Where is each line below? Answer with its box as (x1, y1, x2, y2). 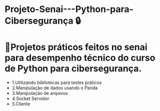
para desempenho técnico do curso (4, 52, 155, 64)
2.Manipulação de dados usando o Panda (11, 85, 98, 91)
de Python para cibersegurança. (4, 63, 142, 74)
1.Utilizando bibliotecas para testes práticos (11, 79, 102, 86)
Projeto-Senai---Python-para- (4, 4, 133, 15)
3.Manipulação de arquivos (11, 90, 68, 96)
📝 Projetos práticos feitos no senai (4, 42, 148, 53)
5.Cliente (11, 101, 30, 107)
